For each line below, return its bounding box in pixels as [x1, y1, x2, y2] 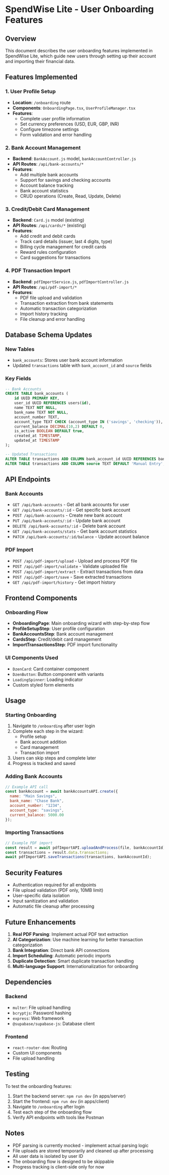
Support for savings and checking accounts [20, 177, 111, 183]
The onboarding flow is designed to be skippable [12, 1158, 114, 1164]
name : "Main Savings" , [10, 794, 57, 799]
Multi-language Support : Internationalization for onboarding [12, 963, 138, 969]
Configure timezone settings [20, 126, 79, 132]
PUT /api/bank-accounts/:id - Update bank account [12, 518, 121, 524]
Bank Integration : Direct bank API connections [12, 947, 110, 953]
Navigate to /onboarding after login [12, 1103, 85, 1110]
